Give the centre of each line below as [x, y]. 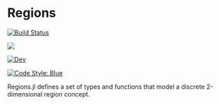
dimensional [25, 94]
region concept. [67, 94]
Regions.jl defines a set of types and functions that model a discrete [106, 87]
